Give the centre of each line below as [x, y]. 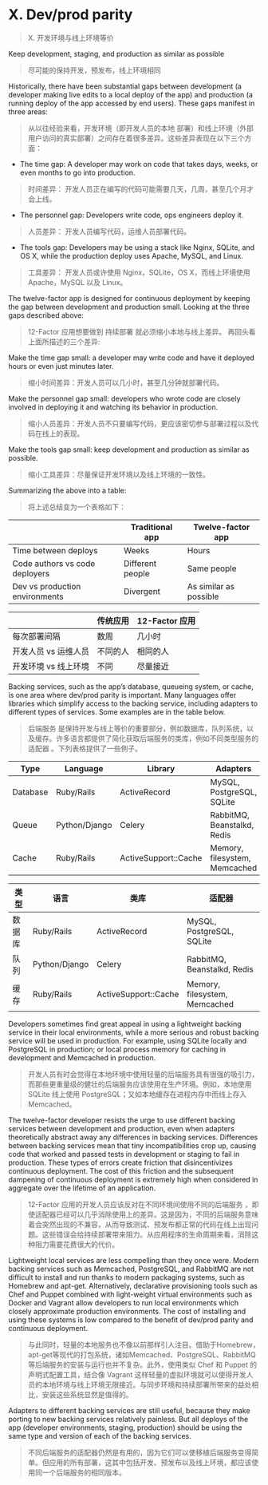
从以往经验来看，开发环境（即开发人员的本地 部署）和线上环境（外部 [140, 128]
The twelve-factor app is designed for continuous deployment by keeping [129, 298]
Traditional [152, 527]
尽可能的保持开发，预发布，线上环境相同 [94, 70]
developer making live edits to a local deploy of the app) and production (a [131, 94]
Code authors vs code [54, 563]
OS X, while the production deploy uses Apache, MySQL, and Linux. [131, 255]
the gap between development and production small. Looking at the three [129, 307]
